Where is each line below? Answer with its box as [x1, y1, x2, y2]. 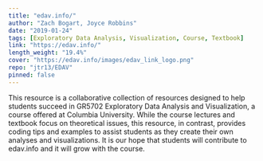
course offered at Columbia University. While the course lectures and [8, 109, 235, 120]
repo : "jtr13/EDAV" [8, 64, 73, 72]
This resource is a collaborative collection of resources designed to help [8, 92, 245, 102]
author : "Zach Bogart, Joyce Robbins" [8, 19, 137, 27]
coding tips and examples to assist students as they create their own [8, 127, 234, 136]
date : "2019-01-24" [8, 26, 73, 34]
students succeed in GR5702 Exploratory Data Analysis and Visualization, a [8, 101, 256, 111]
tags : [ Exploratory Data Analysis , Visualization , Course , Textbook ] [8, 33, 245, 42]
